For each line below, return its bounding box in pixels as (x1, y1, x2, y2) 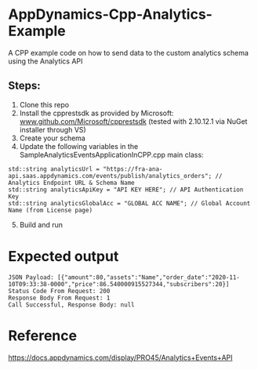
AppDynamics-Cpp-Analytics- (8, 5, 213, 24)
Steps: (8, 79, 41, 92)
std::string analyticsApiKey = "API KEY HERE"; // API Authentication (8, 186, 244, 194)
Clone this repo (19, 100, 69, 109)
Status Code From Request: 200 (8, 287, 111, 295)
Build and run (19, 219, 63, 229)
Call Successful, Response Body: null (8, 300, 135, 309)
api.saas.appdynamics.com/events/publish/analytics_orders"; (8, 172, 213, 180)
